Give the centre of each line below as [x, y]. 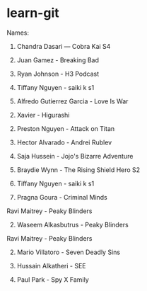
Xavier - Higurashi [43, 115]
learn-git [33, 13]
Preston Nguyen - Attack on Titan [66, 128]
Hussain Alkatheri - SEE [51, 266]
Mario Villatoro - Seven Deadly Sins [69, 252]
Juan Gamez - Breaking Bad [58, 60]
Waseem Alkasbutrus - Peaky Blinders [72, 224]
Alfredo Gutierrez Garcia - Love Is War [72, 101]
